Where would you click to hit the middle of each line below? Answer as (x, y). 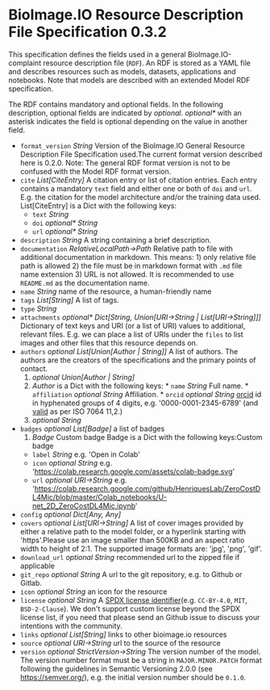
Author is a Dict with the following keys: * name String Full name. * (140, 386)
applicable (37, 566)
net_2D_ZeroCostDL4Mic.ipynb (83, 505)
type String (38, 308)
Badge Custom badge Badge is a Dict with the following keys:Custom (147, 437)
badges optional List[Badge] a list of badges (92, 429)
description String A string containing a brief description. (116, 240)
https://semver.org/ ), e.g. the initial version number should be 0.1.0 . (133, 677)
